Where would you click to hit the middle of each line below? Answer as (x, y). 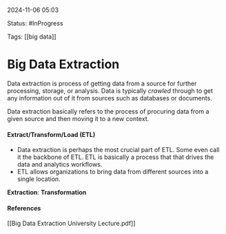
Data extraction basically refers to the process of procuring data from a (108, 111)
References (24, 208)
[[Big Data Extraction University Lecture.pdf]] (71, 224)
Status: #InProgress (35, 23)
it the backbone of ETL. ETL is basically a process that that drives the (115, 157)
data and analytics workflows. (60, 164)
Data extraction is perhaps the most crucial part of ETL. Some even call (118, 150)
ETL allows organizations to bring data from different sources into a (113, 172)
